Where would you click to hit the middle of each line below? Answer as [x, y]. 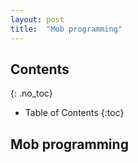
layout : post [37, 19]
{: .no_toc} [31, 93]
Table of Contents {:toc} [74, 113]
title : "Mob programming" [66, 29]
